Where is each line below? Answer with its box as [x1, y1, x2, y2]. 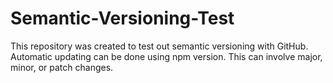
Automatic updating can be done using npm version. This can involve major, [10, 50, 323, 62]
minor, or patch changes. [10, 61, 114, 73]
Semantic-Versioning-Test [10, 7, 235, 30]
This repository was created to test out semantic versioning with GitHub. [10, 40, 309, 52]
